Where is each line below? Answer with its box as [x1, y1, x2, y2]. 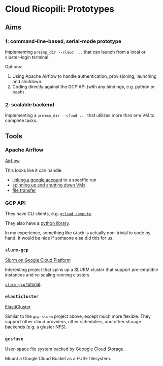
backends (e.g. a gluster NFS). [5, 324, 67, 330]
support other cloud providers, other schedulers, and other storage [5, 318, 141, 324]
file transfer [12, 187, 36, 193]
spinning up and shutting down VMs [12, 182, 86, 188]
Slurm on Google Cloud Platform [5, 257, 71, 263]
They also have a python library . [5, 220, 70, 226]
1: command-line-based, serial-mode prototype [5, 38, 122, 45]
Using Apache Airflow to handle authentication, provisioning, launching [12, 73, 157, 79]
